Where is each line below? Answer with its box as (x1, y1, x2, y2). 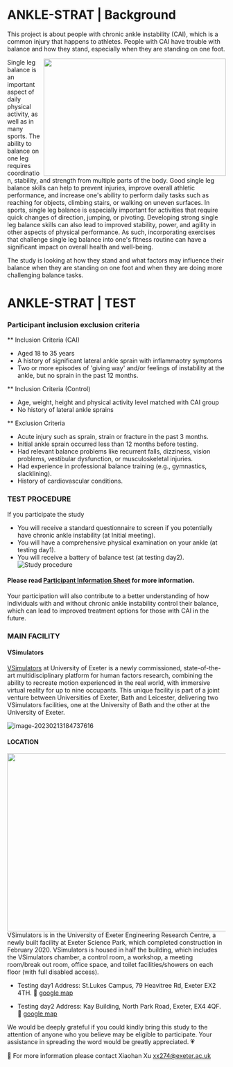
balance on (7, 147, 40, 155)
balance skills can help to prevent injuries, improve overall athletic (7, 183, 196, 192)
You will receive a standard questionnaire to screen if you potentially (17, 523, 213, 531)
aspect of (7, 88, 35, 96)
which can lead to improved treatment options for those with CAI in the (7, 606, 209, 615)
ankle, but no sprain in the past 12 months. (17, 372, 139, 380)
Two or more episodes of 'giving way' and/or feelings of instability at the (17, 364, 225, 372)
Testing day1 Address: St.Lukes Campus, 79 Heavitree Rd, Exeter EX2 (17, 982, 216, 990)
